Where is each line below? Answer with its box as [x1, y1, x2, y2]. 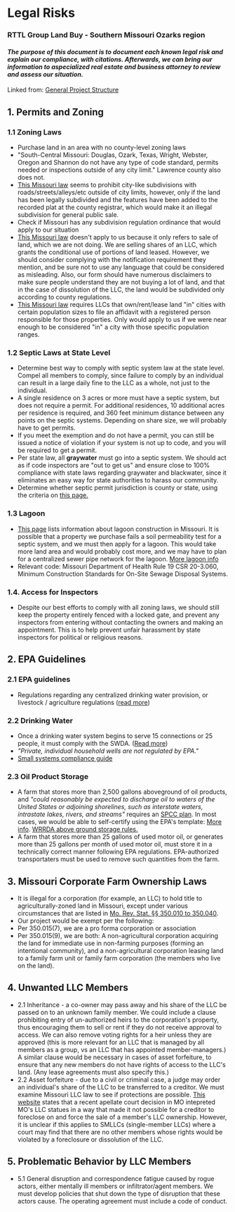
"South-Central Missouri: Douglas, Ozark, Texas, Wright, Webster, [17, 151, 208, 159]
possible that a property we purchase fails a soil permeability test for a [17, 532, 222, 540]
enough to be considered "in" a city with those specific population [17, 323, 209, 331]
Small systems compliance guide [17, 754, 113, 762]
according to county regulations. [17, 293, 112, 301]
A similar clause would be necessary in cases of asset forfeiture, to [17, 1053, 212, 1061]
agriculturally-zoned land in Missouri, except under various [17, 901, 188, 910]
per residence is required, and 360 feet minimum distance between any [17, 408, 224, 417]
